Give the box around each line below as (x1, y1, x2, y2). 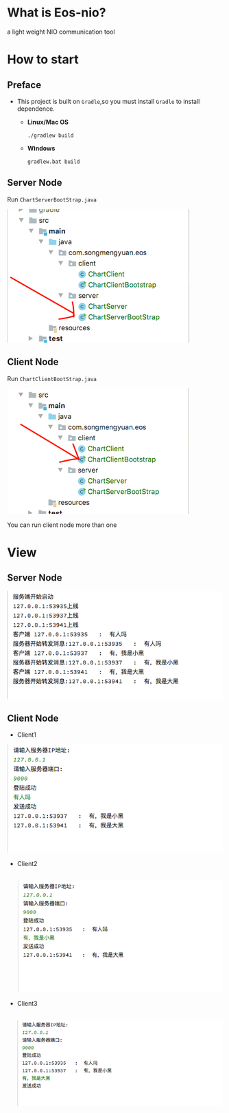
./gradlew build (27, 132, 74, 139)
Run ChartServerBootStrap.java (7, 195, 97, 204)
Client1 (16, 731, 36, 739)
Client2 (16, 860, 38, 868)
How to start (7, 52, 79, 67)
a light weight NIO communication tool (7, 28, 115, 36)
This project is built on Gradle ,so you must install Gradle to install (16, 97, 200, 105)
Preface (7, 79, 42, 91)
